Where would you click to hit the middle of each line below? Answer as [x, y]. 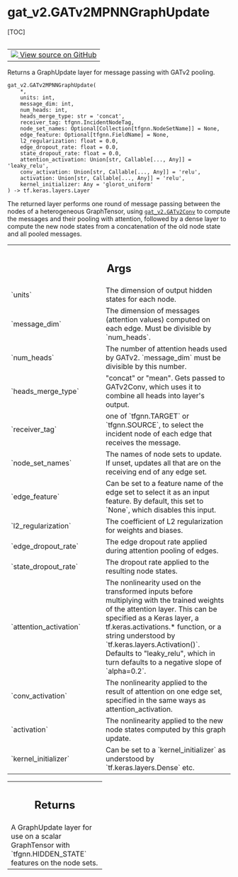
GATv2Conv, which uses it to [154, 387]
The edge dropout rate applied [157, 542]
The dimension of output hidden [159, 290]
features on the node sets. [55, 863]
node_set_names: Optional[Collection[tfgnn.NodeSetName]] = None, [120, 128]
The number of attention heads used [166, 349]
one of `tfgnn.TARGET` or [148, 417]
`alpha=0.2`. [126, 672]
